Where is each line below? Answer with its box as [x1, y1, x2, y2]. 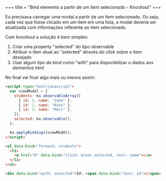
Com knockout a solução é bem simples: [5, 34, 88, 40]
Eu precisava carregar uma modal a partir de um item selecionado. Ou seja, [5, 14, 160, 19]
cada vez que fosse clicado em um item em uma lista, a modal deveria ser [5, 19, 157, 25]
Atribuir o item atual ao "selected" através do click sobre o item [12, 49, 142, 55]
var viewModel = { [9, 89, 48, 93]
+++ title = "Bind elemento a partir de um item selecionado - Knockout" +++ [5, 4, 162, 10]
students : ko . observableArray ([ [14, 93, 81, 98]
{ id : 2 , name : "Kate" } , [18, 102, 72, 107]
